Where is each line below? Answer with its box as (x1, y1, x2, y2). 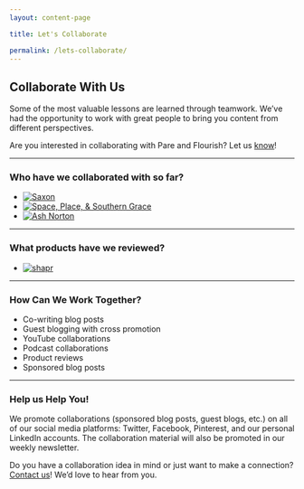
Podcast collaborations (22, 343, 109, 353)
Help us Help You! (9, 393, 90, 405)
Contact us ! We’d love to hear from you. (9, 469, 157, 480)
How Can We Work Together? (9, 293, 142, 306)
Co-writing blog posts (22, 314, 104, 325)
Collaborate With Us (9, 79, 125, 95)
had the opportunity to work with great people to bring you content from (9, 113, 279, 124)
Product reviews (22, 353, 84, 363)
